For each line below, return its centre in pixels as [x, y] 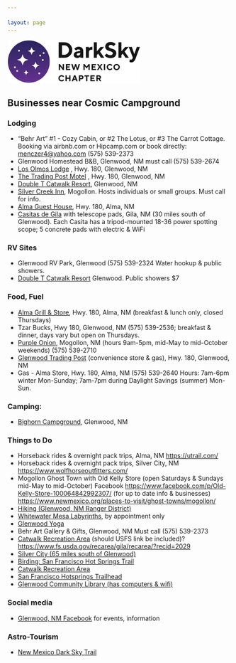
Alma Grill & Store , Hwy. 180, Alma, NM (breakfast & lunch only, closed [120, 312]
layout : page [27, 22]
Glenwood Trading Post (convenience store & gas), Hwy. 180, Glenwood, [124, 357]
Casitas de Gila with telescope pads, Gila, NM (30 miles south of [111, 214]
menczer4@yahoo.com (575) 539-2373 [75, 154]
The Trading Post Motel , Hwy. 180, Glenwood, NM [91, 176]
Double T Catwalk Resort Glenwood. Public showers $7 [98, 278]
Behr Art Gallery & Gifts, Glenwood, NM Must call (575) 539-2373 [113, 531]
